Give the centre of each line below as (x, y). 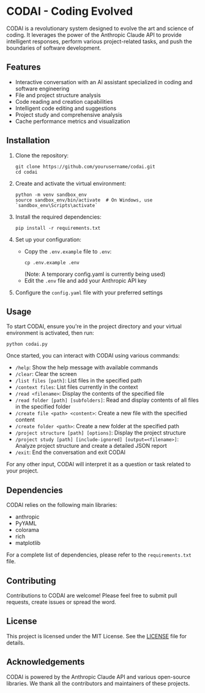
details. (16, 643)
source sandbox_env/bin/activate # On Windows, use (84, 200)
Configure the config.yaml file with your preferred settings (89, 292)
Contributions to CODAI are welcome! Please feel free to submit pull (92, 595)
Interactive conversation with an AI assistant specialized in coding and (104, 82)
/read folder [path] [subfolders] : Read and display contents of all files (107, 400)
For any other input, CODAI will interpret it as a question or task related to (99, 464)
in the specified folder (43, 407)
